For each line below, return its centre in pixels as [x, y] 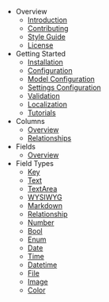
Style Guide [46, 37]
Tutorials [42, 113]
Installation [45, 62]
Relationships [49, 138]
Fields [25, 147]
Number [41, 223]
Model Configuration [61, 79]
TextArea [42, 189]
